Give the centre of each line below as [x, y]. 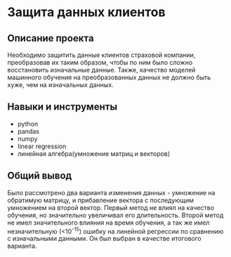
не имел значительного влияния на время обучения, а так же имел [108, 223]
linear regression [42, 146]
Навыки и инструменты [62, 107]
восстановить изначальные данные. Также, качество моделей [101, 70]
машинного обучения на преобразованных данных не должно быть [109, 77]
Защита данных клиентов [87, 12]
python [28, 124]
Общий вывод [40, 176]
